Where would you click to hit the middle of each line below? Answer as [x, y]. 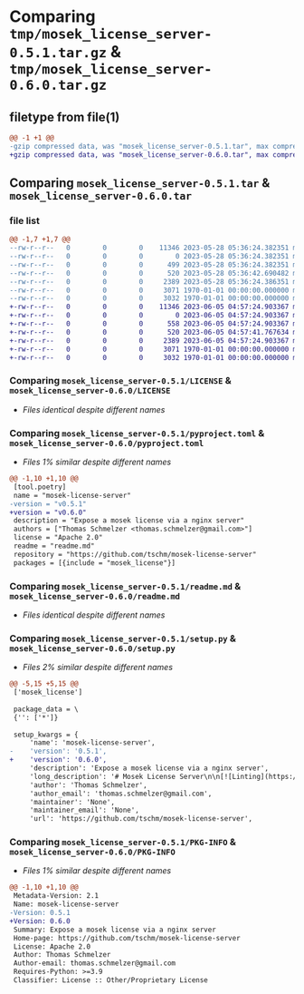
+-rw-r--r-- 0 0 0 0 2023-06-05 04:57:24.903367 [149, 316]
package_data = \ [46, 709]
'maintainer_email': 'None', [85, 810]
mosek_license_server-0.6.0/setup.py [93, 648]
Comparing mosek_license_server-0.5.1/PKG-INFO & [123, 843]
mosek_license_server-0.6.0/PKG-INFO [93, 853]
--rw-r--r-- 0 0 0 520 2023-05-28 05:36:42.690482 [149, 273]
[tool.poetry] [40, 487]
